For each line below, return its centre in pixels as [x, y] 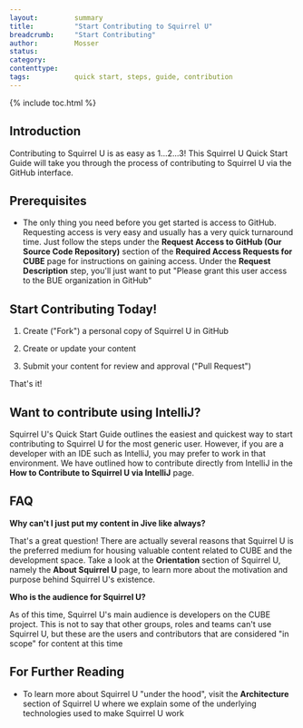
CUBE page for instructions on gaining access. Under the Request [147, 261]
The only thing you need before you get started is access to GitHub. [149, 222]
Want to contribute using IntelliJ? [105, 413]
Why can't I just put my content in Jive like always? [108, 523]
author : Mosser [54, 43]
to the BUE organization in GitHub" [87, 280]
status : [24, 52]
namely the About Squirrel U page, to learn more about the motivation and [149, 569]
